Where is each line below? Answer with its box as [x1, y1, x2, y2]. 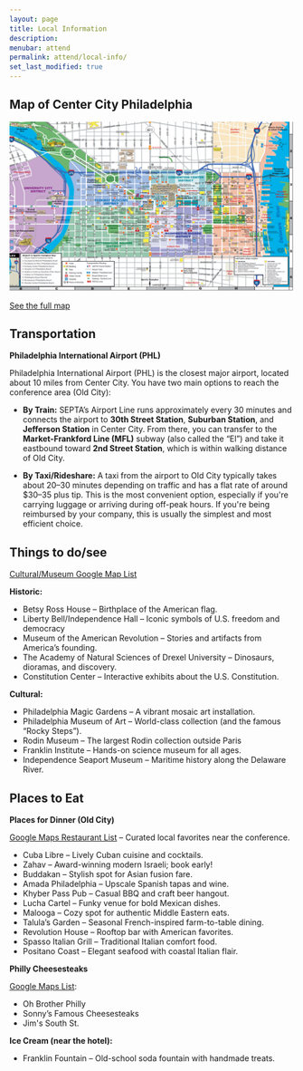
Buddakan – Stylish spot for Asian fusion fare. [22, 869, 193, 879]
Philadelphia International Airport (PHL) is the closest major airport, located [9, 368, 289, 379]
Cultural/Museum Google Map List [9, 569, 137, 580]
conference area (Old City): [9, 387, 111, 398]
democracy [22, 623, 65, 634]
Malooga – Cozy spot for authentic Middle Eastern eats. [22, 907, 231, 918]
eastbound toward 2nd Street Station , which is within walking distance [22, 443, 288, 454]
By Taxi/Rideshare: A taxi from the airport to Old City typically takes [22, 470, 278, 481]
